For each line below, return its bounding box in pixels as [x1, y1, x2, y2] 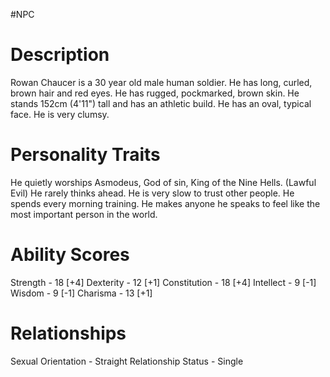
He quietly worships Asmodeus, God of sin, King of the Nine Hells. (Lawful [10, 176, 317, 188]
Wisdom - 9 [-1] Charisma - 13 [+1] [10, 287, 153, 299]
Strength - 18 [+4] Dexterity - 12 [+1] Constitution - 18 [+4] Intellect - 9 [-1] [10, 276, 317, 288]
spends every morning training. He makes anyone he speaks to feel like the [10, 197, 321, 209]
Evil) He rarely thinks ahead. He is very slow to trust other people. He [10, 187, 295, 199]
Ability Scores [10, 244, 130, 266]
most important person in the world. [10, 208, 158, 220]
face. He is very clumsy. [10, 108, 110, 120]
